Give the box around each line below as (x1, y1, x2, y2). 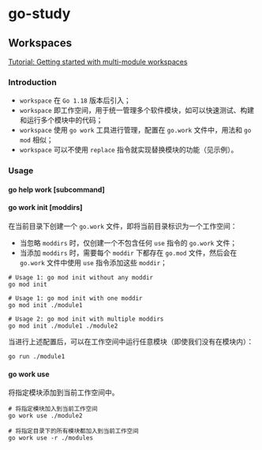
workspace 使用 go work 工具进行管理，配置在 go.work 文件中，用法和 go (19, 126, 252, 135)
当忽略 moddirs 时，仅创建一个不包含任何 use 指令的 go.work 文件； (19, 238, 238, 248)
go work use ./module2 (8, 412, 83, 420)
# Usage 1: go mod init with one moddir (8, 294, 144, 302)
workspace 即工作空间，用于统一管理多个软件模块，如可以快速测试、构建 (19, 106, 255, 115)
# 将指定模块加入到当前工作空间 (8, 405, 98, 413)
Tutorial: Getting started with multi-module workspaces (8, 57, 188, 66)
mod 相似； (19, 135, 54, 144)
